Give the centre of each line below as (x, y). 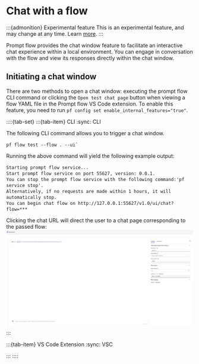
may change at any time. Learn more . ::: (55, 33)
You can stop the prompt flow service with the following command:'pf (95, 179)
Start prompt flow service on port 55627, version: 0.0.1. (81, 173)
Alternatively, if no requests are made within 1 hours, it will (89, 191)
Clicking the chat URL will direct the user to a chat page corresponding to (96, 220)
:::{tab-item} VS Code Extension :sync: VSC (59, 344)
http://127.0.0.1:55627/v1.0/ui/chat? (126, 203)
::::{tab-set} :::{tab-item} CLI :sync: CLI (53, 122)
